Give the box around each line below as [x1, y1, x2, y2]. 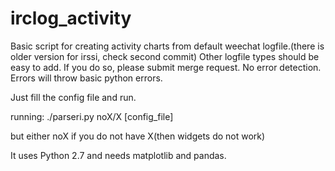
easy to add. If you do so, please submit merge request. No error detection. [10, 61, 322, 73]
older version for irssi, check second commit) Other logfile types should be [10, 50, 320, 62]
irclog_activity [10, 7, 132, 30]
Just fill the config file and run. [10, 91, 137, 103]
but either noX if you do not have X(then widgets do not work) [10, 130, 266, 142]
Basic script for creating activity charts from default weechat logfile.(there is [10, 40, 325, 52]
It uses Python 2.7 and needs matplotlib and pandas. [10, 149, 227, 161]
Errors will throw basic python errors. [10, 72, 163, 84]
